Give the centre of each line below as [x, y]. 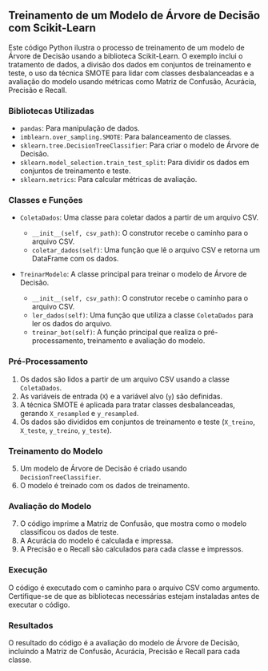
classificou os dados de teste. [69, 532]
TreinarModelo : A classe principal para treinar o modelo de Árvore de [133, 274]
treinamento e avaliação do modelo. [146, 341]
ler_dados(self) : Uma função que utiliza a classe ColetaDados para [142, 315]
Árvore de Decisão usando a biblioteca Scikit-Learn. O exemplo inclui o [126, 56]
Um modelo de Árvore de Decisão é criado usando [103, 468]
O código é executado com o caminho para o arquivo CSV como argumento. [134, 588]
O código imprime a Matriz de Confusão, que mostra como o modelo [133, 523]
